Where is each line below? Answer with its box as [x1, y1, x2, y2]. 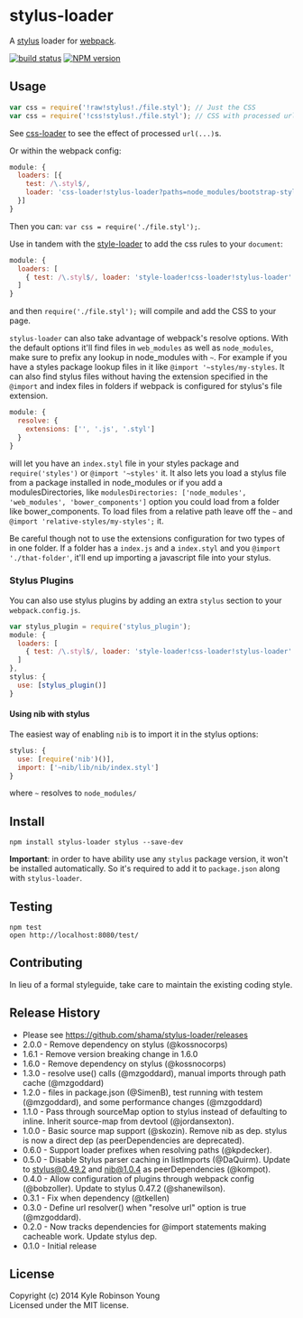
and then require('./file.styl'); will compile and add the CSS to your [9, 306, 277, 317]
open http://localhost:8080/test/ [9, 931, 140, 940]
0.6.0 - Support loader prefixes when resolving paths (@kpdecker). [22, 1144, 272, 1156]
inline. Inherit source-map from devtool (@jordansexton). [22, 1116, 234, 1127]
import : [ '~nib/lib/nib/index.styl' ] [17, 763, 160, 772]
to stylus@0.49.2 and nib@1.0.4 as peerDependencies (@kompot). [22, 1164, 271, 1174]
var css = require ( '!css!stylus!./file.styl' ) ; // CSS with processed [9, 111, 280, 120]
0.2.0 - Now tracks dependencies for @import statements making [22, 1221, 267, 1232]
